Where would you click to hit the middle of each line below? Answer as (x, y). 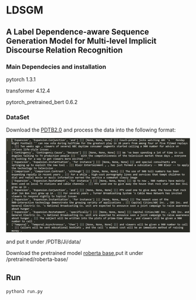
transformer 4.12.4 (28, 91)
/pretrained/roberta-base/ (37, 259)
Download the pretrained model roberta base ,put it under (75, 253)
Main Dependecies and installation (56, 67)
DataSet (18, 117)
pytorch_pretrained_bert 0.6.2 (42, 102)
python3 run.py (24, 292)
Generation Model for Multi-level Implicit (81, 41)
